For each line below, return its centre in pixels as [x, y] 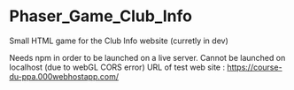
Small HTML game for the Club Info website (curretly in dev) [119, 41]
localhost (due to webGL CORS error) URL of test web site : [117, 67]
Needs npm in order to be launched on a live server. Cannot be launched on [147, 57]
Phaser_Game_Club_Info [101, 16]
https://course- [255, 67]
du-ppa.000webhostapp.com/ [64, 76]
